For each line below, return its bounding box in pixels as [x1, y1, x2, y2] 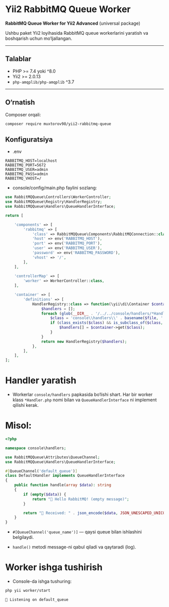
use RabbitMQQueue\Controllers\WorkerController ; [5, 195, 112, 200]
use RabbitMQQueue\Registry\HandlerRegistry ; [5, 199, 102, 205]
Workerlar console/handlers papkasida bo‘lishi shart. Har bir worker [12, 392, 153, 398]
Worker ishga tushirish [5, 562, 103, 573]
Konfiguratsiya [5, 135, 53, 144]
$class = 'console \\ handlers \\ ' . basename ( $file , [50, 316, 158, 321]
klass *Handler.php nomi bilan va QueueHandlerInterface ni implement [12, 397, 157, 403]
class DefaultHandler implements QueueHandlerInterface [5, 473, 125, 478]
